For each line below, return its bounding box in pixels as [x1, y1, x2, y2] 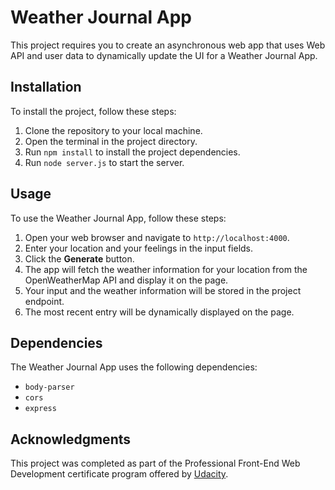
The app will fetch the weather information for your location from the [24, 263, 308, 275]
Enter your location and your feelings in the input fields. [24, 242, 254, 254]
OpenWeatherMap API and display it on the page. [24, 274, 229, 286]
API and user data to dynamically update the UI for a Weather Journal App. [10, 49, 318, 61]
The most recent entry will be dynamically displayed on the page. [24, 306, 295, 318]
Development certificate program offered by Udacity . [10, 468, 229, 480]
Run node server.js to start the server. [24, 156, 185, 168]
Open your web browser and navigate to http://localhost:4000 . [24, 231, 290, 243]
